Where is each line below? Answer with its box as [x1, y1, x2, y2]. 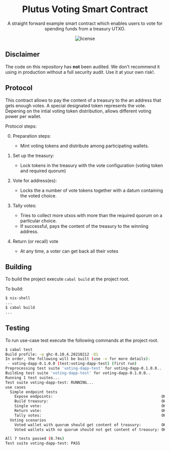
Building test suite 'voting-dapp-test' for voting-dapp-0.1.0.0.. [5, 371, 151, 376]
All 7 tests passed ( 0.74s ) [5, 436, 65, 441]
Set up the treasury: [12, 152, 55, 158]
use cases [5, 385, 26, 390]
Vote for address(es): [12, 177, 57, 183]
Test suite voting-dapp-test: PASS [5, 441, 80, 446]
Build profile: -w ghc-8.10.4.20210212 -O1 [5, 352, 99, 357]
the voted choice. [20, 192, 57, 198]
